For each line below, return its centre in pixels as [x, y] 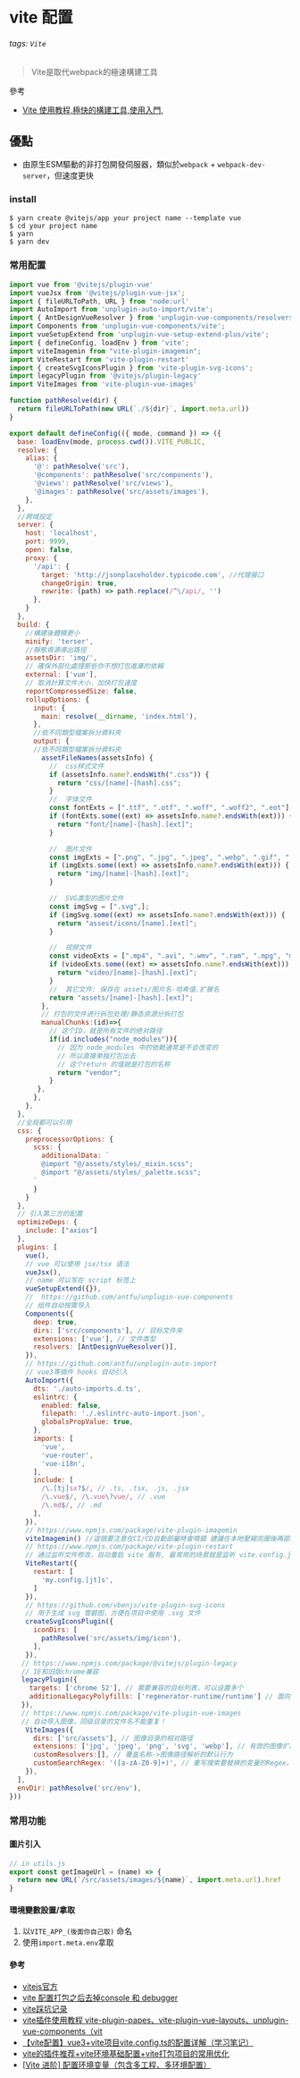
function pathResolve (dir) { [63, 401]
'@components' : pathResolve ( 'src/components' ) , [123, 475]
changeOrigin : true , [79, 583]
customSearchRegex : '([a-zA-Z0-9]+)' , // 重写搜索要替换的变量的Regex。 [162, 1763]
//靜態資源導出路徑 [56, 650]
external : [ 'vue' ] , [62, 675]
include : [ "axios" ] [62, 1231]
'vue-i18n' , [64, 1463]
